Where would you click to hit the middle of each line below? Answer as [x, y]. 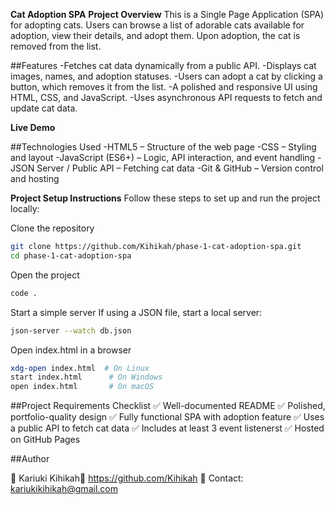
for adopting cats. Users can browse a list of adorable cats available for [157, 25]
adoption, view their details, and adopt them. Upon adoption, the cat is [155, 35]
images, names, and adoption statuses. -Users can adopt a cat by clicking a [166, 76]
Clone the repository [52, 228]
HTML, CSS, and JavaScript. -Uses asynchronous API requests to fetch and [166, 97]
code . [24, 293]
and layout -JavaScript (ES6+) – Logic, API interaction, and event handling [163, 157]
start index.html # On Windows [86, 377]
